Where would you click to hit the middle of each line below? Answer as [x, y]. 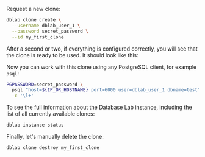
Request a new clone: [34, 9]
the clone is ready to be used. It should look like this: [72, 55]
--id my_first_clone [38, 37]
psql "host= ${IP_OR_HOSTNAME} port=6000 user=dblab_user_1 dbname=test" [106, 90]
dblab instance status [35, 125]
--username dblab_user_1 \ [46, 26]
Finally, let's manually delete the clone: [55, 137]
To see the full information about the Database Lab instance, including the [99, 107]
